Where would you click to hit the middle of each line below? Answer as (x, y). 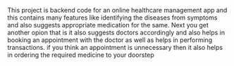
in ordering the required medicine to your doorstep (81, 55)
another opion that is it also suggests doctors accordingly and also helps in (116, 32)
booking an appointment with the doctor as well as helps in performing (110, 40)
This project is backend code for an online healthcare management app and (117, 10)
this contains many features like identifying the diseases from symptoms (112, 18)
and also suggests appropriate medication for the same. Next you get (108, 25)
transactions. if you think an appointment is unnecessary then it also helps (115, 47)
